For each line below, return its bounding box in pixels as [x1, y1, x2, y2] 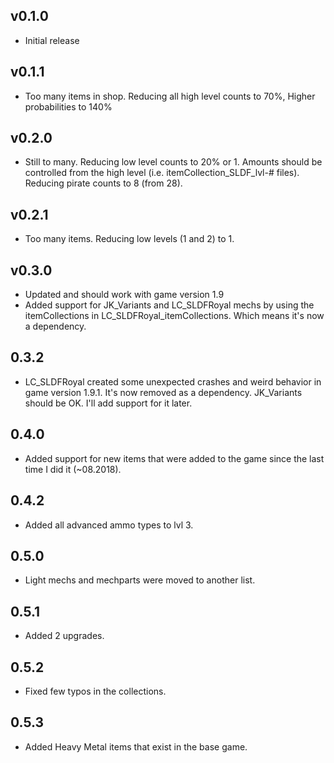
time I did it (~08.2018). [24, 463, 122, 475]
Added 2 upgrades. [24, 630, 105, 642]
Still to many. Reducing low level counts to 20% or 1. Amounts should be [24, 156, 323, 168]
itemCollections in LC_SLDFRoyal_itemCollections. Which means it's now [24, 310, 325, 322]
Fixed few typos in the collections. [24, 685, 167, 697]
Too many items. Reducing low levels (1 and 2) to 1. [24, 233, 235, 245]
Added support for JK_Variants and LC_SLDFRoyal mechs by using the [24, 299, 315, 311]
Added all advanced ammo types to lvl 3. [24, 519, 194, 531]
